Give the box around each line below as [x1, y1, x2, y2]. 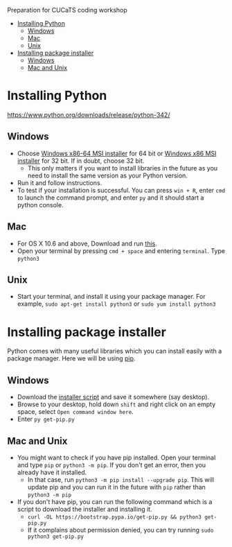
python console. [17, 200, 64, 209]
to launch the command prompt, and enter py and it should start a [17, 193, 204, 202]
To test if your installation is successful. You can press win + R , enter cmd [17, 186, 226, 194]
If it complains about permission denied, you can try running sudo [27, 526, 214, 534]
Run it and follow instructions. [17, 178, 102, 186]
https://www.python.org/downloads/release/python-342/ [7, 110, 170, 119]
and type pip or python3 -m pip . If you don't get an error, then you [17, 460, 206, 469]
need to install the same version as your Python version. [27, 171, 188, 180]
